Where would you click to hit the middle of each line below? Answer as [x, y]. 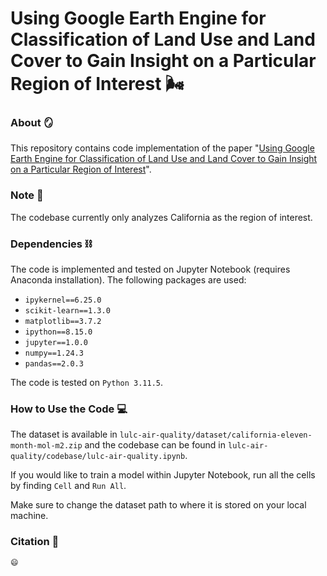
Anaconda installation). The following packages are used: [128, 280]
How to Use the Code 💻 [69, 409]
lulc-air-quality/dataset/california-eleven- [216, 435]
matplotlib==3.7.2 [63, 322]
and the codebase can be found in [155, 445]
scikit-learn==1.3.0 [67, 311]
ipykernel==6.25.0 [63, 300]
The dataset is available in [64, 434]
